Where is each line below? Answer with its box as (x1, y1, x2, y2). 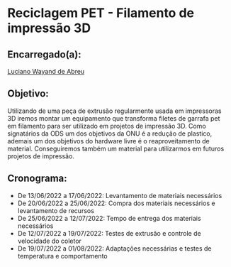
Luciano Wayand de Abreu (7, 67, 85, 75)
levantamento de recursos (17, 206, 94, 214)
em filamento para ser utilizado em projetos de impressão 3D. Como (7, 121, 207, 130)
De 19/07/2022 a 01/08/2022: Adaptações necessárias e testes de (17, 244, 212, 253)
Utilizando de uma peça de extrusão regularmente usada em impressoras (7, 107, 222, 115)
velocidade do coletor (17, 236, 81, 245)
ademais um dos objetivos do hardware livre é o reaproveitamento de (7, 136, 210, 145)
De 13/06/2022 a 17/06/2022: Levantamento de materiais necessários (17, 191, 222, 200)
